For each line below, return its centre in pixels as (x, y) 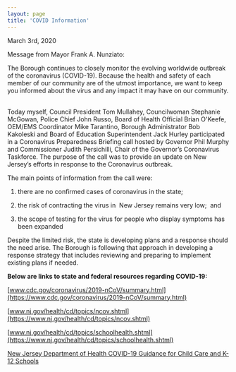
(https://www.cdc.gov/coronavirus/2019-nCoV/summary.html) (97, 297)
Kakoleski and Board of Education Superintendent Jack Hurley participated (116, 134)
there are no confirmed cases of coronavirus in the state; (100, 191)
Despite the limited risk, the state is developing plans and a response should (118, 240)
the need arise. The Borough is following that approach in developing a (110, 247)
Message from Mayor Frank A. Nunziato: (66, 54)
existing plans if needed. (43, 263)
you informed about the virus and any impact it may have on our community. (118, 90)
